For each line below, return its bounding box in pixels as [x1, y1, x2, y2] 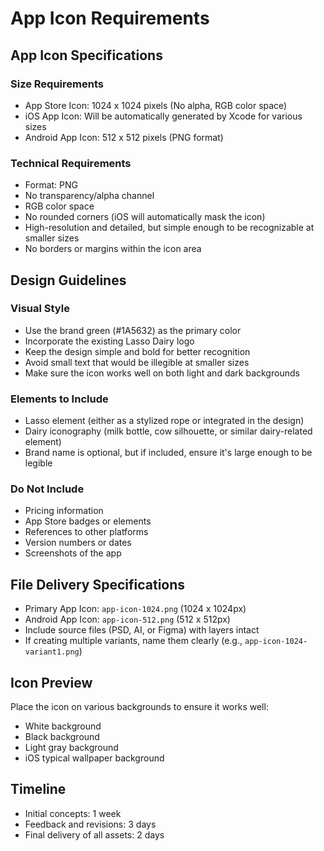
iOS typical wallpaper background [24, 752, 165, 764]
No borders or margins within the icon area [24, 243, 202, 255]
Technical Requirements [10, 156, 132, 170]
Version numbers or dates [24, 537, 132, 549]
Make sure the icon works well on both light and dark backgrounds [24, 367, 300, 379]
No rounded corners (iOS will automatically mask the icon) [24, 211, 266, 223]
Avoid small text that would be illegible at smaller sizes [24, 356, 250, 368]
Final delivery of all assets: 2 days [24, 828, 165, 841]
